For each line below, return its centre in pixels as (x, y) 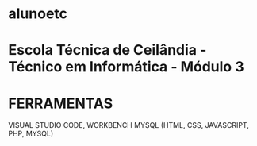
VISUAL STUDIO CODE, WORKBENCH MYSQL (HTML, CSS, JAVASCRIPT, (129, 125)
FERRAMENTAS (61, 103)
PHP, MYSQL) (31, 134)
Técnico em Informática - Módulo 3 (126, 67)
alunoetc (38, 14)
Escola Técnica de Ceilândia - (107, 50)
